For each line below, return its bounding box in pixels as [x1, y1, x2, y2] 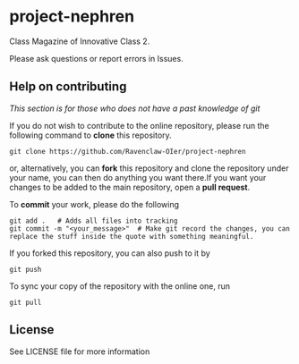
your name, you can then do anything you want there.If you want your [9, 172, 267, 182]
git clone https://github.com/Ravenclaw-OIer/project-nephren [9, 147, 246, 156]
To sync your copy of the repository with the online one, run [9, 280, 231, 292]
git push [9, 265, 42, 274]
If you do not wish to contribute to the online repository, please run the [9, 120, 270, 131]
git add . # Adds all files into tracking [9, 216, 178, 225]
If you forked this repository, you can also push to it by [9, 248, 210, 258]
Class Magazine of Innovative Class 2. [9, 36, 150, 47]
